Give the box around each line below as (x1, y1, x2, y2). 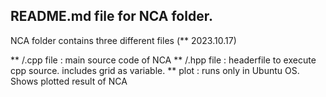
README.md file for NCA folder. (10, 8, 213, 25)
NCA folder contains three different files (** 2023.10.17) (10, 34, 237, 46)
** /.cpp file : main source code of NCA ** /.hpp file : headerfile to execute (10, 54, 317, 66)
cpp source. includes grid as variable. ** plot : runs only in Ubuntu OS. (10, 64, 300, 76)
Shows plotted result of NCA (10, 75, 128, 87)
